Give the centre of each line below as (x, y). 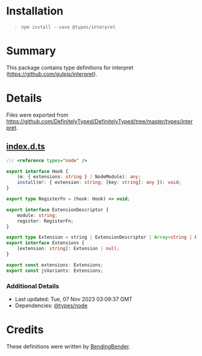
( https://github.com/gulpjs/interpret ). (52, 74)
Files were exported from (37, 115)
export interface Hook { (37, 171)
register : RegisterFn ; (45, 221)
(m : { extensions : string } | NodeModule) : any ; (79, 177)
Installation (35, 11)
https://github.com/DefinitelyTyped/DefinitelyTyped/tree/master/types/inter (100, 121)
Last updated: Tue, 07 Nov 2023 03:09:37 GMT (74, 299)
